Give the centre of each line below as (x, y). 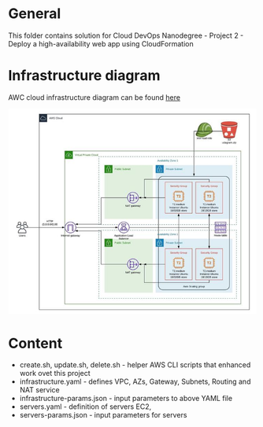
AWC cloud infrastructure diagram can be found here (94, 97)
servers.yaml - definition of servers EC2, (85, 407)
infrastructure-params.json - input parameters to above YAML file (126, 399)
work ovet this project (55, 374)
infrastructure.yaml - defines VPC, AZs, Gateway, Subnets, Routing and (135, 381)
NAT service (40, 390)
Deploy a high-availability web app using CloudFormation (101, 43)
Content (35, 343)
